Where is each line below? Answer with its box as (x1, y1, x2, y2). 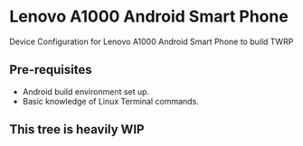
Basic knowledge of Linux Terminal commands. (22, 96, 199, 106)
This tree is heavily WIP (9, 122, 145, 137)
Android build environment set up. (22, 86, 150, 96)
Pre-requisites (9, 62, 92, 78)
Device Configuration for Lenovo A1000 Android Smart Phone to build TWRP (9, 36, 294, 47)
